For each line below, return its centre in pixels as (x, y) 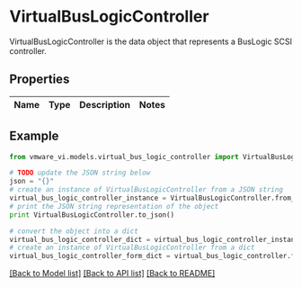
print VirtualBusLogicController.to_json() (92, 215)
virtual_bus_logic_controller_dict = (80, 239)
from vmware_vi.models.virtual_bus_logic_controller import (124, 157)
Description (105, 104)
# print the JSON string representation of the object (114, 206)
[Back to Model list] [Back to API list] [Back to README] (112, 274)
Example (34, 136)
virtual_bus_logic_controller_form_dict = (90, 256)
